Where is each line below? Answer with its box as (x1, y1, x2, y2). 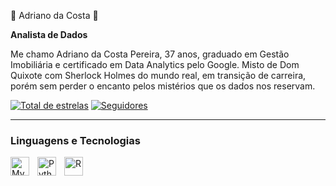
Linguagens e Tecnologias (10, 133, 141, 147)
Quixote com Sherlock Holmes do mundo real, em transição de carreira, (10, 70, 307, 81)
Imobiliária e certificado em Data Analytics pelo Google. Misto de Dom (10, 59, 300, 70)
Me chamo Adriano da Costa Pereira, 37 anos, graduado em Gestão (10, 48, 290, 60)
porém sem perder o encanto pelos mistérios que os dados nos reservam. (10, 80, 316, 92)
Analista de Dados (10, 29, 88, 40)
